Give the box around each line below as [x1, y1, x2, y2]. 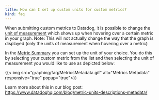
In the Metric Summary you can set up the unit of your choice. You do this [5, 50, 153, 56]
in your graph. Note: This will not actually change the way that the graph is [5, 35, 154, 41]
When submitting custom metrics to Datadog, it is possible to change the [5, 25, 151, 31]
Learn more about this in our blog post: [5, 84, 83, 90]
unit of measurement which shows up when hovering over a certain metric [5, 30, 154, 36]
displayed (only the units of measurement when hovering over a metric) [5, 40, 148, 46]
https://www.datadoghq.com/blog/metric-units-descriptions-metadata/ [5, 89, 148, 95]
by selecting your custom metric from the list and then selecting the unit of [5, 55, 154, 61]
